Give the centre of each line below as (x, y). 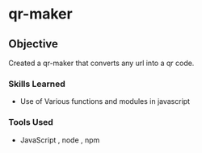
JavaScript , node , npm (60, 140)
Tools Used (31, 122)
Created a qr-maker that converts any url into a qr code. (101, 63)
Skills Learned (37, 84)
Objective (34, 44)
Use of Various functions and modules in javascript (105, 101)
